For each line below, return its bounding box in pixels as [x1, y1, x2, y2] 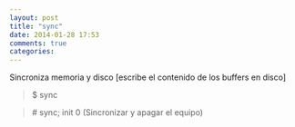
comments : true [9, 38, 67, 48]
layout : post [9, 13, 59, 23]
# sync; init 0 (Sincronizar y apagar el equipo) [31, 107, 203, 118]
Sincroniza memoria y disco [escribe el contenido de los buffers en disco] [9, 72, 287, 83]
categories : [9, 47, 55, 56]
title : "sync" [9, 22, 64, 31]
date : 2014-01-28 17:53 [9, 30, 100, 39]
